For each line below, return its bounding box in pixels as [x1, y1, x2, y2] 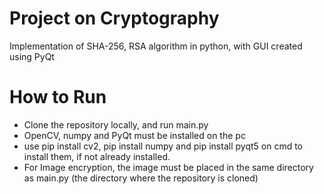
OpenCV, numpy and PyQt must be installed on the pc [23, 129, 246, 141]
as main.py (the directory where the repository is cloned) [23, 172, 259, 184]
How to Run [9, 86, 107, 109]
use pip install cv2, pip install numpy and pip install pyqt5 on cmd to [23, 140, 303, 152]
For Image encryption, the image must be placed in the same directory [23, 161, 314, 173]
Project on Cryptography [9, 7, 220, 30]
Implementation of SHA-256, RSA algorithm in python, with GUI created [9, 40, 303, 52]
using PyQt [9, 50, 55, 62]
